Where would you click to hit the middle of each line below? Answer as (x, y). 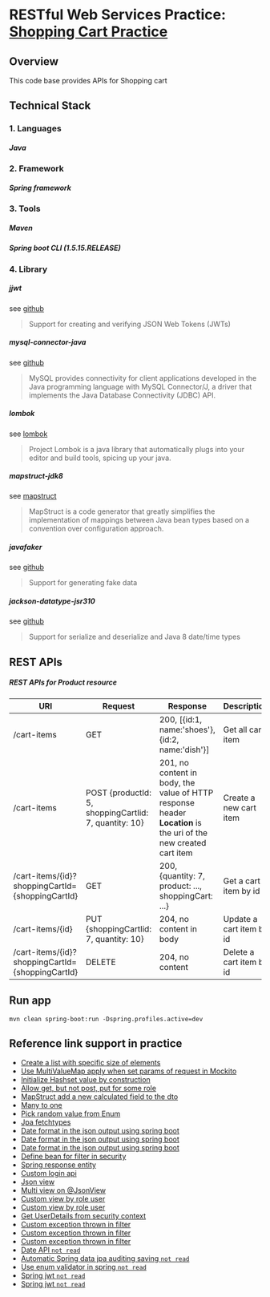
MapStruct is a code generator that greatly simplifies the (122, 511)
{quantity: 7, (182, 875)
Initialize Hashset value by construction (85, 1080)
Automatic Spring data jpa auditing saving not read (105, 1259)
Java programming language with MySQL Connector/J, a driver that (140, 386)
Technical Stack (50, 106)
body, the (177, 782)
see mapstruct (33, 496)
